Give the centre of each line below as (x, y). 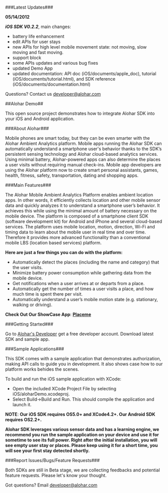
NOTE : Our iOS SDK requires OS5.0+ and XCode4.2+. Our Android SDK (80, 414)
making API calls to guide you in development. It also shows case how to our (84, 364)
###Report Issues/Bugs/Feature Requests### (52, 460)
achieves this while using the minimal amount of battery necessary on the (81, 211)
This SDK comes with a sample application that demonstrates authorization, (83, 358)
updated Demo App (32, 68)
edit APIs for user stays (36, 42)
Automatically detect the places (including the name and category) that (86, 262)
